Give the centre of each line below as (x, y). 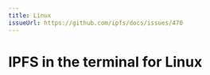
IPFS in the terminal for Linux (105, 62)
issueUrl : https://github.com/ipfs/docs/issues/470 (95, 23)
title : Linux (30, 15)
